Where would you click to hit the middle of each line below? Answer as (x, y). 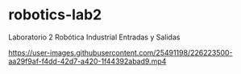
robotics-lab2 (55, 15)
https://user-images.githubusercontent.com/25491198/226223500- (120, 52)
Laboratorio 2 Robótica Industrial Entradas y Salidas (94, 37)
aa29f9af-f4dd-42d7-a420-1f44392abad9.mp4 (87, 61)
